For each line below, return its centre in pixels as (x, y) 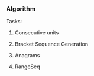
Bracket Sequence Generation (51, 44)
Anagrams (27, 56)
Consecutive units (37, 33)
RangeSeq (27, 67)
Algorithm (21, 9)
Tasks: (14, 22)
